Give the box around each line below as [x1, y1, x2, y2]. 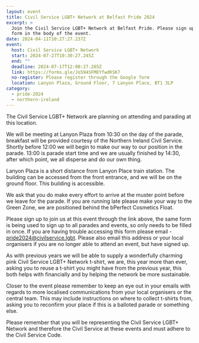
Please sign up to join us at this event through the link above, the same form [6, 215, 191, 222]
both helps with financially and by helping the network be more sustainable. [6, 270, 191, 278]
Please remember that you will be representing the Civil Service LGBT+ [6, 319, 179, 326]
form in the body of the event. [11, 31, 92, 37]
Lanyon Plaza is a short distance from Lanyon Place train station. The [6, 167, 175, 174]
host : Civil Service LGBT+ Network [11, 47, 99, 53]
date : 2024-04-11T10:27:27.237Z [6, 36, 86, 42]
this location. [6, 119, 38, 126]
